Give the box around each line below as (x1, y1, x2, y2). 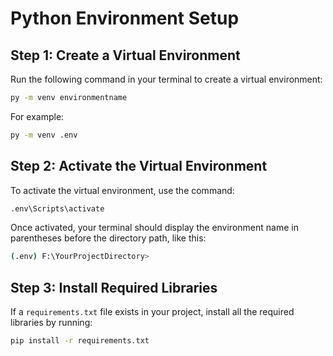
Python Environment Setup (10, 7, 240, 30)
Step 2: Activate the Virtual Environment (10, 158, 268, 175)
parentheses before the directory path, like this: (10, 232, 207, 244)
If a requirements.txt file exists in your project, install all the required (10, 306, 295, 318)
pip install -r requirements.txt (10, 336, 150, 346)
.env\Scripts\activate (10, 203, 105, 214)
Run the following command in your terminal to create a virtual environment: (10, 73, 323, 85)
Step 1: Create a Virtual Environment (10, 47, 241, 64)
